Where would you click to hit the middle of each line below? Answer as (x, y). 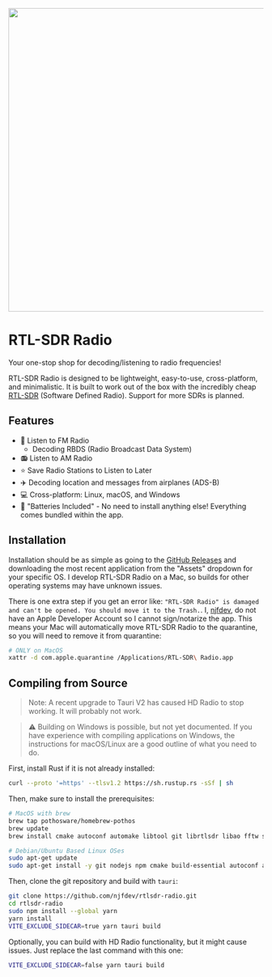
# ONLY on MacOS (36, 650)
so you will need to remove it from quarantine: (85, 635)
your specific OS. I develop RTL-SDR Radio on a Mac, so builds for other (129, 577)
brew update (28, 828)
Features (31, 421)
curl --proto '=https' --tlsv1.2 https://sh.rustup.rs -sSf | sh (121, 784)
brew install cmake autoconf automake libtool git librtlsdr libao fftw (134, 836)
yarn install (30, 919)
